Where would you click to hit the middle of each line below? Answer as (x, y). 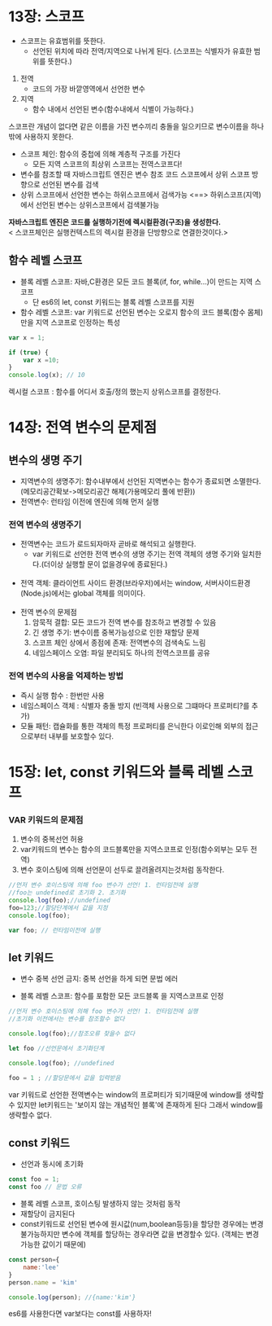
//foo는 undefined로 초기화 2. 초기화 (67, 893)
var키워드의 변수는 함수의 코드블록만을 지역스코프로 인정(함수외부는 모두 (134, 850)
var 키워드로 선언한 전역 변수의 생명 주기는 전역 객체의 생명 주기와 (136, 554)
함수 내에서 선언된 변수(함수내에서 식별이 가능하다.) (113, 109)
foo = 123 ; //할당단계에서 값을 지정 (58, 908)
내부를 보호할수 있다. (81, 736)
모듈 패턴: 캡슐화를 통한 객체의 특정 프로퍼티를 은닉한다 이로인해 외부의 (132, 726)
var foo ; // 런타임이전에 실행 (54, 930)
